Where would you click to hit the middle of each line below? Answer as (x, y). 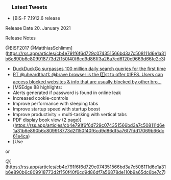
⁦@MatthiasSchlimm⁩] (52, 48)
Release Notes (20, 38)
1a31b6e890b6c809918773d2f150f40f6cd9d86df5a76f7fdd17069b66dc (89, 131)
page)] (74, 120)
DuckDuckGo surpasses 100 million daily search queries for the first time (89, 69)
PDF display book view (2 (40, 120)
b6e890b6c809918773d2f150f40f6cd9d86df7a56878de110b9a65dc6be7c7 (85, 172)
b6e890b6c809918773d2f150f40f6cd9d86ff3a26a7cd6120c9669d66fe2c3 (85, 59)
